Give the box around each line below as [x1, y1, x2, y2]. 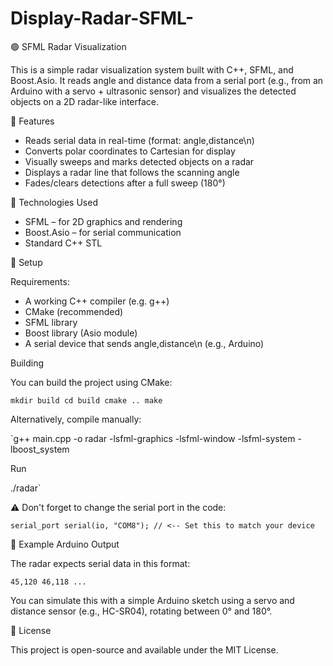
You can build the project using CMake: [10, 376, 173, 388]
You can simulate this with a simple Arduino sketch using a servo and [10, 594, 295, 606]
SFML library [24, 316, 78, 328]
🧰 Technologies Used [10, 196, 98, 208]
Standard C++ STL [24, 237, 103, 249]
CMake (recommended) [24, 305, 124, 317]
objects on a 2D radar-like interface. [10, 95, 160, 107]
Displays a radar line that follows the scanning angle [24, 166, 240, 178]
